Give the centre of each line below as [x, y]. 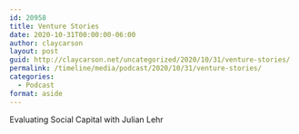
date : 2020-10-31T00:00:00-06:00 [73, 34]
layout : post [34, 52]
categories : [32, 77]
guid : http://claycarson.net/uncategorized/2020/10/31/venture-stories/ [150, 60]
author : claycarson [46, 43]
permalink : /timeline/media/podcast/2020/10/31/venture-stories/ [135, 69]
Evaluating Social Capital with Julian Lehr [86, 120]
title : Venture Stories [55, 26]
